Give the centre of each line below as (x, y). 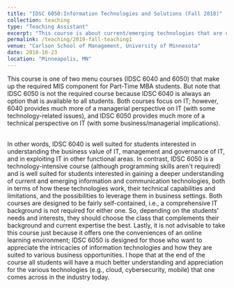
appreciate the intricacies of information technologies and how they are (110, 247)
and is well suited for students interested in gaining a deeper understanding (116, 173)
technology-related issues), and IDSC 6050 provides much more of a (106, 115)
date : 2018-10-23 (32, 53)
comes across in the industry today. (58, 277)
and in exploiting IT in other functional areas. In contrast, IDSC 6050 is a (110, 159)
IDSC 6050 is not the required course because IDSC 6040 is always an (109, 93)
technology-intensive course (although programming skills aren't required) (114, 166)
